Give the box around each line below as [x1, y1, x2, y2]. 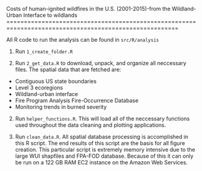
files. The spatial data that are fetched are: [15, 66, 121, 73]
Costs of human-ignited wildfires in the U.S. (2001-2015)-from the [6, 5, 171, 12]
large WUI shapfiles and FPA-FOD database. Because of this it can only [15, 152, 194, 160]
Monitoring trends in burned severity [15, 103, 107, 111]
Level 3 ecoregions [15, 84, 64, 91]
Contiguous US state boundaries [15, 78, 97, 85]
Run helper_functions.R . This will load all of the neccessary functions [15, 115, 190, 122]
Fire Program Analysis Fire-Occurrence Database [15, 97, 139, 104]
